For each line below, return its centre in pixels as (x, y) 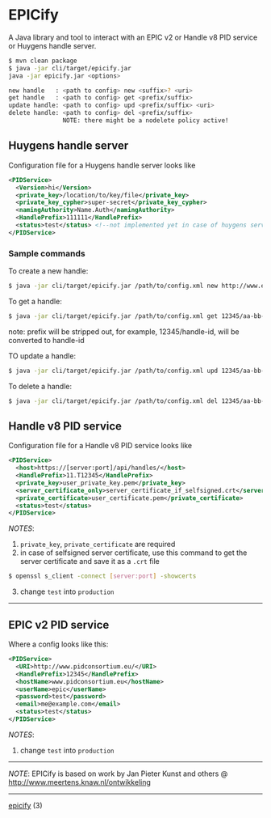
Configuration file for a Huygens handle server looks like (102, 165)
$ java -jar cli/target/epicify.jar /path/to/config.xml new (113, 286)
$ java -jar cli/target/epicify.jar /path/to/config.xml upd (113, 371)
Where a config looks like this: (58, 644)
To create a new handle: (48, 271)
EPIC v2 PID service (59, 625)
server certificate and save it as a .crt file (90, 562)
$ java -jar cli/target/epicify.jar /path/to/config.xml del (113, 401)
